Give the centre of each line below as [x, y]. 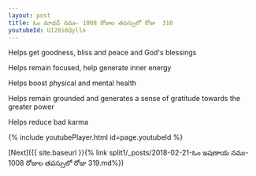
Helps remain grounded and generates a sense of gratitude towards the [124, 99]
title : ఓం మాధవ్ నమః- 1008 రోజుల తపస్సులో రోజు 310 [91, 23]
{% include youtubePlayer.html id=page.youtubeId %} [96, 137]
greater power [31, 107]
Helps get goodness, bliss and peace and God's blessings [102, 53]
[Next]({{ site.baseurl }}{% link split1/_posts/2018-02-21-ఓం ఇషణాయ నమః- [128, 153]
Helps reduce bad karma [48, 122]
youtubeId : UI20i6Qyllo [47, 30]
